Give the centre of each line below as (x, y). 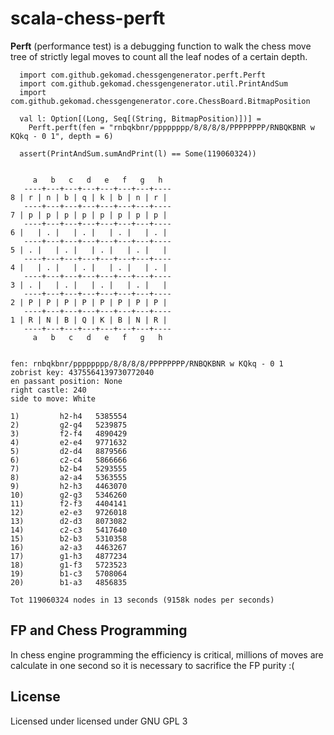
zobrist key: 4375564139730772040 (82, 372)
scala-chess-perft (88, 18)
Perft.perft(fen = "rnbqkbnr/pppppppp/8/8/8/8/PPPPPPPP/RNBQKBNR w (171, 127)
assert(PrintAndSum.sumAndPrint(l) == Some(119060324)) (138, 153)
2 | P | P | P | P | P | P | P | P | (89, 302)
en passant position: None (66, 381)
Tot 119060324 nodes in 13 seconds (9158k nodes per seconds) (142, 600)
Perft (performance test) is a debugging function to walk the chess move (161, 46)
